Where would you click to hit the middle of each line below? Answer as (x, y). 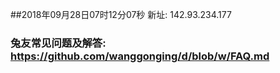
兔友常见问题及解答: (58, 43)
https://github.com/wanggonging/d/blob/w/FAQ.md (140, 56)
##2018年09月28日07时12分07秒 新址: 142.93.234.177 (121, 14)
